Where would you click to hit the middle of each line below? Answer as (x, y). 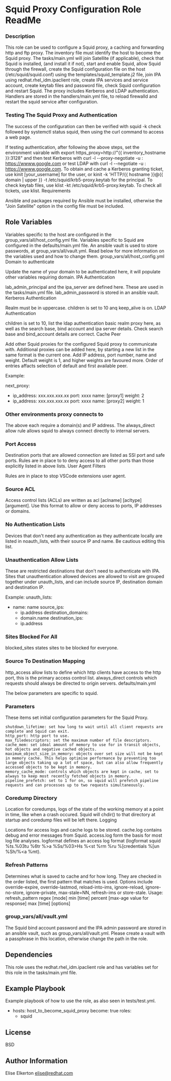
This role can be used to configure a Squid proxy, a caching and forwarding (85, 48)
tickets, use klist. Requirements (38, 190)
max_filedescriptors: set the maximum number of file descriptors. (79, 740)
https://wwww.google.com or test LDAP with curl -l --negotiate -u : (76, 163)
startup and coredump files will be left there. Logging (61, 820)
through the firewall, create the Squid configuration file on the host (75, 69)
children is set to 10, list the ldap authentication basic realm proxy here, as (83, 323)
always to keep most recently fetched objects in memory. (68, 776)
